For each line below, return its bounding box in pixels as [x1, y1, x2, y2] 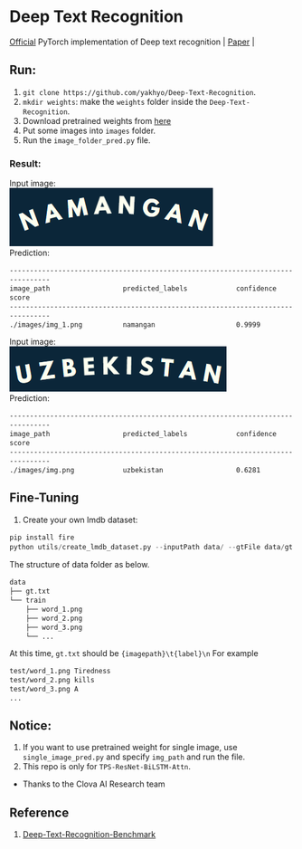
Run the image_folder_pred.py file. [22, 134, 151, 146]
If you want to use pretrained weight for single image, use [22, 742, 238, 753]
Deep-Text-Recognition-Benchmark [22, 829, 156, 840]
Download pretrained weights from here [22, 115, 172, 126]
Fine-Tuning [9, 491, 80, 506]
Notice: [9, 718, 52, 733]
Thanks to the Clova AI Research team [22, 778, 165, 789]
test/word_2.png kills [9, 675, 95, 684]
